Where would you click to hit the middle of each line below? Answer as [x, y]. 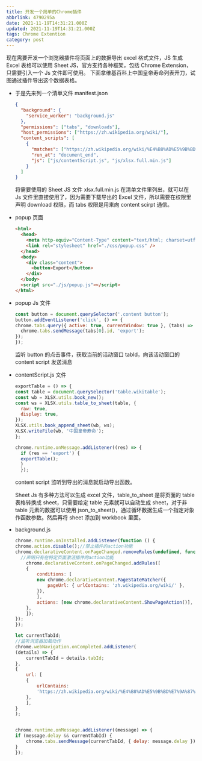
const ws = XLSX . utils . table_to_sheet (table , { [76, 403]
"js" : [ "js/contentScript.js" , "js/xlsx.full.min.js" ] [101, 160]
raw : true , [34, 409]
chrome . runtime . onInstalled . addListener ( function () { [85, 541]
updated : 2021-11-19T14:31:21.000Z [51, 29]
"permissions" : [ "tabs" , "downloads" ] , [71, 127]
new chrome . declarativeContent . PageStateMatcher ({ [102, 580]
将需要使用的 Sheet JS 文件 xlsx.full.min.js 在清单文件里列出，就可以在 [102, 190]
